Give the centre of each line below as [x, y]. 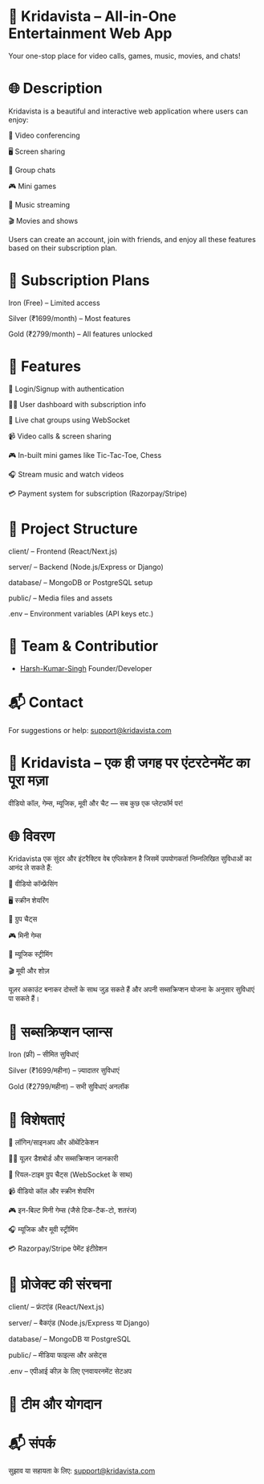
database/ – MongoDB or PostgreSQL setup [81, 582]
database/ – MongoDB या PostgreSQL [69, 1339]
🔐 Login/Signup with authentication [66, 389]
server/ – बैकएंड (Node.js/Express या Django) [79, 1323]
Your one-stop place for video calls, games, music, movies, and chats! [124, 56]
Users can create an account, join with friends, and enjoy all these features [132, 239]
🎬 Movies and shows [43, 221]
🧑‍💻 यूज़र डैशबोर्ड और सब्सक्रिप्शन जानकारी [63, 1159]
